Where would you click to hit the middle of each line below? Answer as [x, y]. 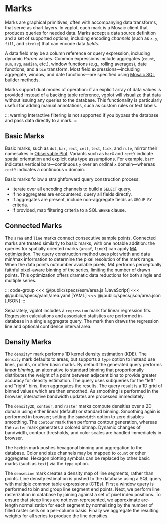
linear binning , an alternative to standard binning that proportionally [74, 370]
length [12, 505]
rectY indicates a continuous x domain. [45, 169]
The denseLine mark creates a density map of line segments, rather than [79, 473]
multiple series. [21, 280]
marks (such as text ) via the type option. [47, 464]
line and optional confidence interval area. [48, 326]
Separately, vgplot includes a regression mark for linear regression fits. [78, 310]
